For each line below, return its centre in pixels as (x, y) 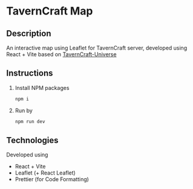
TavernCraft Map (50, 11)
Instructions (30, 73)
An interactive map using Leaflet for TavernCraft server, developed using (97, 48)
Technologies (33, 140)
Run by (24, 111)
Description (29, 34)
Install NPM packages (42, 88)
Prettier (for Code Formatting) (52, 179)
